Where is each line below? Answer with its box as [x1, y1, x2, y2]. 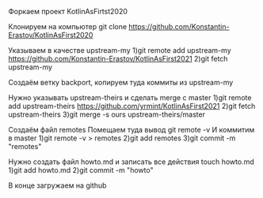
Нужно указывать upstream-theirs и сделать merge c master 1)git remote [8, 93, 252, 102]
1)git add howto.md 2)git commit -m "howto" [8, 166, 154, 174]
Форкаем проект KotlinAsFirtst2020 [8, 7, 128, 16]
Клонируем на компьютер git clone [8, 22, 128, 31]
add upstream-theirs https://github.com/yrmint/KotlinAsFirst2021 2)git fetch [8, 102, 256, 110]
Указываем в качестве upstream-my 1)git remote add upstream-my [8, 46, 231, 54]
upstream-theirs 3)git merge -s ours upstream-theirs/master [8, 110, 206, 119]
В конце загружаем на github [8, 181, 107, 190]
